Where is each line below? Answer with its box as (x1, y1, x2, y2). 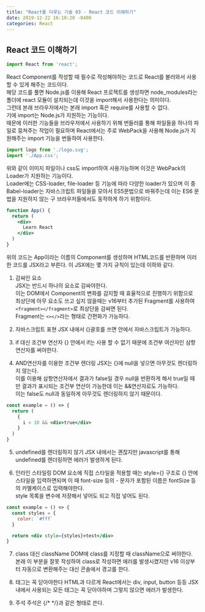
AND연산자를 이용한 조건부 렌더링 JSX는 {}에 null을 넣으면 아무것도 (15, 359, 176, 366)
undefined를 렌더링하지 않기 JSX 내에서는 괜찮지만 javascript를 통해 (15, 449, 181, 456)
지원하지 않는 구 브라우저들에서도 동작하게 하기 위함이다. (17, 195, 152, 203)
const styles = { (12, 510, 56, 516)
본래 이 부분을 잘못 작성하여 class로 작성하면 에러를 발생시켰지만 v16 (15, 558, 179, 565)
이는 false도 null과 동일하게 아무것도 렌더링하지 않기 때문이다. (15, 390, 162, 397)
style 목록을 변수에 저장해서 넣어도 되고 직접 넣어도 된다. (15, 492, 150, 500)
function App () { (6, 207, 51, 214)
